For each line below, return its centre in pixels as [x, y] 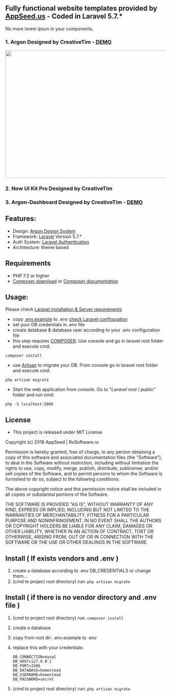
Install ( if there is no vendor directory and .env [81, 598]
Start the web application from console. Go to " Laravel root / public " [84, 390]
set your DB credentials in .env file [49, 325]
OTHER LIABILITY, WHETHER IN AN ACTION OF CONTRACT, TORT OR [79, 532]
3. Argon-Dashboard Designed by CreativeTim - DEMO [74, 202]
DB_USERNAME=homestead [37, 675]
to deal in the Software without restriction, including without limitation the [82, 463]
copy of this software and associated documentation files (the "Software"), [84, 458]
